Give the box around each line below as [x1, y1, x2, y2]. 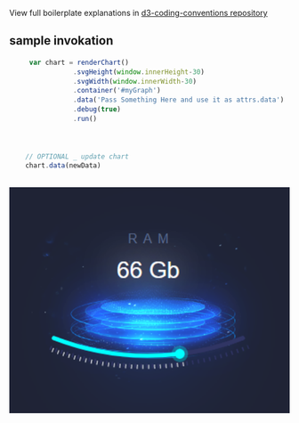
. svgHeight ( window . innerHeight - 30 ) [72, 67, 205, 77]
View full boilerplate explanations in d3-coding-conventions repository [9, 8, 269, 18]
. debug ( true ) [72, 105, 122, 114]
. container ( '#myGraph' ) [72, 86, 162, 95]
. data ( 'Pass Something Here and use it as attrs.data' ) [72, 95, 285, 105]
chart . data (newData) [25, 161, 101, 170]
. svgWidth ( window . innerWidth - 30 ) [72, 77, 198, 85]
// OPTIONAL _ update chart [25, 151, 129, 161]
